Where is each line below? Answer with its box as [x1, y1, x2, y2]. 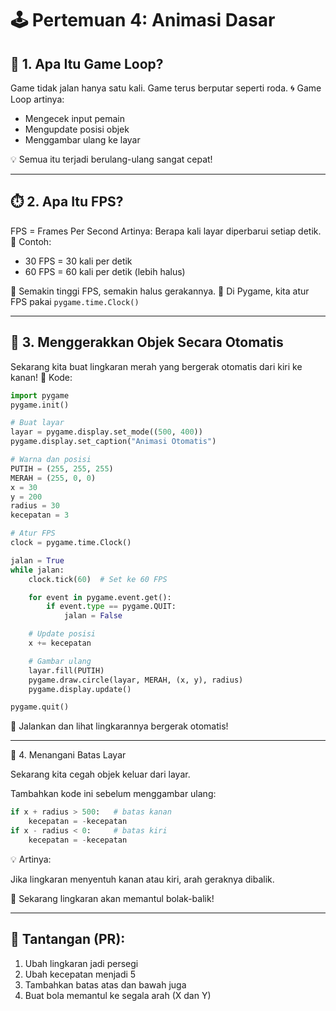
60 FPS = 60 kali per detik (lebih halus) [24, 265, 186, 277]
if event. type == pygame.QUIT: [46, 602, 177, 612]
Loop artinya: [10, 93, 65, 105]
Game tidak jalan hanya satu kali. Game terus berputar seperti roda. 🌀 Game [10, 82, 322, 94]
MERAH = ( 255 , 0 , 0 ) [10, 473, 97, 483]
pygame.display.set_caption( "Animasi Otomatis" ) [10, 437, 217, 447]
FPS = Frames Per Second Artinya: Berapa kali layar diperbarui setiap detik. [10, 225, 322, 237]
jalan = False [63, 611, 123, 621]
